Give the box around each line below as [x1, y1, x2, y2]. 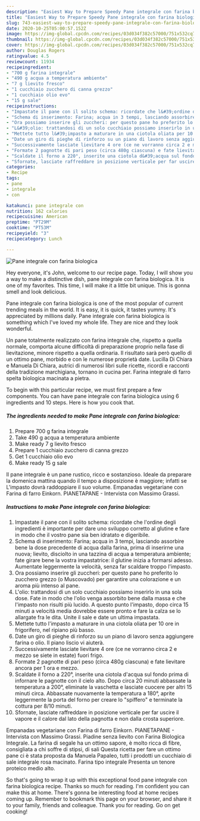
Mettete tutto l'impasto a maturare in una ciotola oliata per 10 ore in [14, 620, 180, 627]
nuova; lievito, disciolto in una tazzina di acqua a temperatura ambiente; [14, 550, 192, 557]
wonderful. [6, 325, 33, 332]
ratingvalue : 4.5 [6, 53, 49, 59]
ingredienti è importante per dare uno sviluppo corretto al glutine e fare [14, 524, 189, 532]
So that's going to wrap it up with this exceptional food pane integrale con [6, 776, 187, 783]
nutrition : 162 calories [6, 208, 68, 214]
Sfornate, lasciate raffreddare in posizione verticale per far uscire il [14, 708, 179, 716]
